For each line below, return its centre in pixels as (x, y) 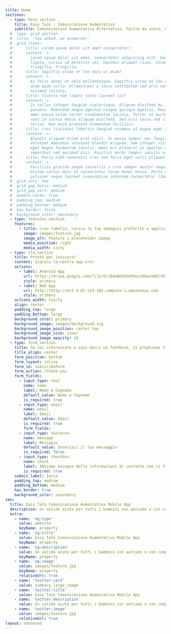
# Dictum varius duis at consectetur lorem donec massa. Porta (86, 172)
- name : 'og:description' (42, 547)
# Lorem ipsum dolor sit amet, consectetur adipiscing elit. (84, 58)
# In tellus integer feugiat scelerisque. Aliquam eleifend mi (86, 105)
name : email (36, 410)
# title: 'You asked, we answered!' (50, 39)
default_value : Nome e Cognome (57, 395)
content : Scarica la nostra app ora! (54, 262)
